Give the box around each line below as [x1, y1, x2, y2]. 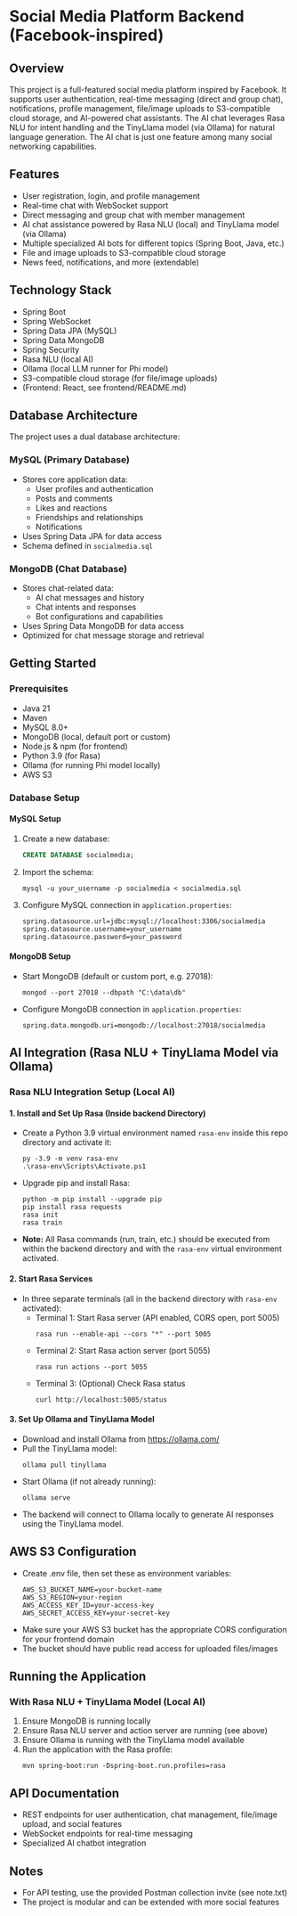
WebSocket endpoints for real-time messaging [21, 1829, 194, 1839]
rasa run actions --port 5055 [35, 1362, 148, 1371]
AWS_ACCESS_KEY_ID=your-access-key [21, 1601, 155, 1609]
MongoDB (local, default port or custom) [21, 731, 171, 741]
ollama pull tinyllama [21, 1460, 107, 1470]
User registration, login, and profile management [21, 190, 200, 201]
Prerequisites [9, 683, 68, 695]
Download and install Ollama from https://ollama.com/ [21, 1433, 220, 1445]
